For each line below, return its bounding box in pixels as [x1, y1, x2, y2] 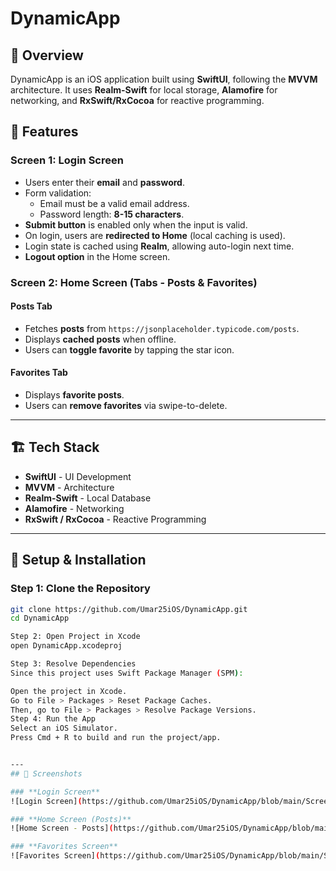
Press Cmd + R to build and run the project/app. [10, 733, 222, 743]
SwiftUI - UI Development [24, 470, 132, 482]
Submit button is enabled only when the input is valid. [24, 218, 248, 231]
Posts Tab [10, 300, 53, 312]
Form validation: [24, 187, 92, 199]
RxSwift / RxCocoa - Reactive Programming [24, 513, 207, 525]
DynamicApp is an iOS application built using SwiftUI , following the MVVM [10, 73, 318, 85]
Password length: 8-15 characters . [39, 208, 185, 220]
